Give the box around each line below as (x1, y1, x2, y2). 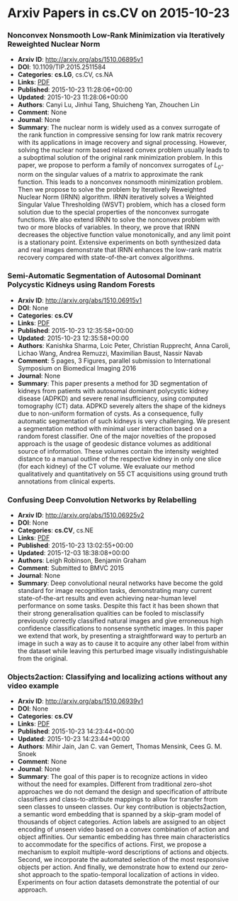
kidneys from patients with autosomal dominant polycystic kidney (17, 386, 209, 395)
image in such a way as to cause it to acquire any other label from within (17, 639, 229, 648)
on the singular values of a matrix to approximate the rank (35, 170, 203, 179)
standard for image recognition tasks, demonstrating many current (17, 586, 212, 594)
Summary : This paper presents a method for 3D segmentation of (17, 378, 208, 388)
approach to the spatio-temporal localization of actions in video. (32, 870, 220, 879)
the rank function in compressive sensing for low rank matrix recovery (17, 131, 223, 139)
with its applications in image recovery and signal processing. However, (17, 138, 227, 147)
